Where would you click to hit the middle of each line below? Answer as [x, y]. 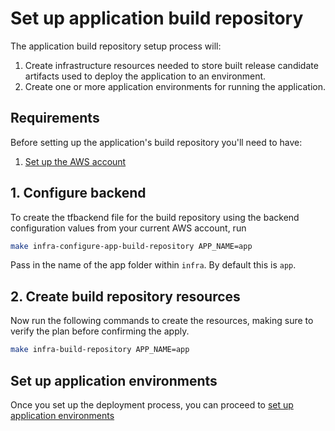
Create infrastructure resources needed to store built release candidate [171, 65]
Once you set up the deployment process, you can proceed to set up [152, 404]
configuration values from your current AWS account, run [128, 228]
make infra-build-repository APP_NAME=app [100, 350]
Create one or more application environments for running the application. [175, 86]
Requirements [55, 118]
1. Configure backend [78, 193]
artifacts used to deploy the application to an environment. [145, 76]
